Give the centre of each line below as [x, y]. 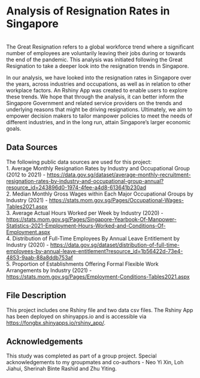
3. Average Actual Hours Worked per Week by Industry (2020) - [85, 213]
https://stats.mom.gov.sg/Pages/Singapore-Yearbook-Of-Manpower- [91, 219]
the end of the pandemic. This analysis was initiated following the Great [94, 59]
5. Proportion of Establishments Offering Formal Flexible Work [82, 264]
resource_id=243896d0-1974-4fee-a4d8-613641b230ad [76, 187]
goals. [14, 128]
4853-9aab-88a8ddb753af [40, 257]
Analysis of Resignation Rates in [88, 11]
